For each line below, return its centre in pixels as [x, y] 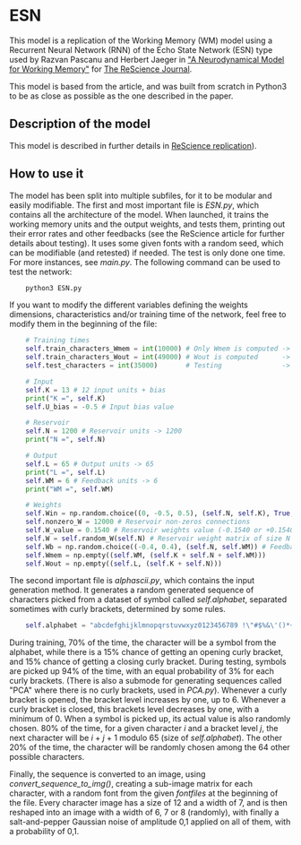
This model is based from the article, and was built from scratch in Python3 [148, 86]
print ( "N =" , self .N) [65, 440]
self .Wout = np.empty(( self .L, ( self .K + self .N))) [124, 564]
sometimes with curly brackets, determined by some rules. [117, 609]
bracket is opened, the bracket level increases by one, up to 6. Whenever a [148, 700]
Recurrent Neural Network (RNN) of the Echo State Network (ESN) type [141, 49]
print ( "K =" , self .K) [65, 398]
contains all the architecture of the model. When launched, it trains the [139, 214]
